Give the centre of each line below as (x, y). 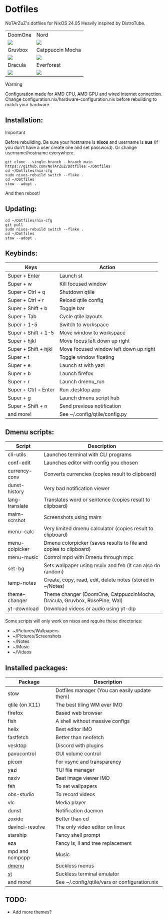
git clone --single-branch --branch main (49, 162)
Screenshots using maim (73, 517)
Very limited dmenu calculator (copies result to (98, 529)
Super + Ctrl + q (26, 292)
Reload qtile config (81, 300)
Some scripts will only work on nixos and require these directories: (74, 621)
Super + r (19, 382)
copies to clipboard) (67, 549)
